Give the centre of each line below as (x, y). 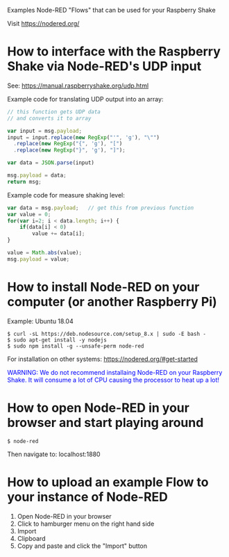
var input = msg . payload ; (44, 131)
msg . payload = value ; (39, 259)
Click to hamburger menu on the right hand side (86, 524)
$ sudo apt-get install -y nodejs (57, 340)
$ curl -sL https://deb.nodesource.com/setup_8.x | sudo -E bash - (107, 334)
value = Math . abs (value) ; (44, 253)
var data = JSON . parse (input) (51, 163)
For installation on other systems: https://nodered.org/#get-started (102, 359)
